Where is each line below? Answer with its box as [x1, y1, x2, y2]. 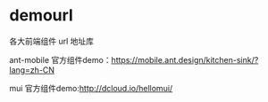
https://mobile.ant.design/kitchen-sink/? [111, 54, 259, 65]
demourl [9, 5, 73, 26]
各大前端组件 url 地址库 [9, 35, 95, 46]
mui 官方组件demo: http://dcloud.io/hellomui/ [9, 82, 173, 93]
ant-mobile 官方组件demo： [9, 54, 112, 65]
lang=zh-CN [9, 64, 55, 75]
